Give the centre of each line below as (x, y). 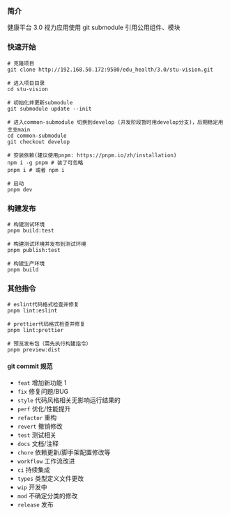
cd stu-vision (28, 89)
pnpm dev (20, 189)
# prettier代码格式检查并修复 (46, 324)
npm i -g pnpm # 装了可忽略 (45, 163)
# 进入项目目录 (26, 83)
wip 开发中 (32, 487)
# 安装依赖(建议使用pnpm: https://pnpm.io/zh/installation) (92, 155)
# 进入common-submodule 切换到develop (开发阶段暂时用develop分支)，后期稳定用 (115, 122)
